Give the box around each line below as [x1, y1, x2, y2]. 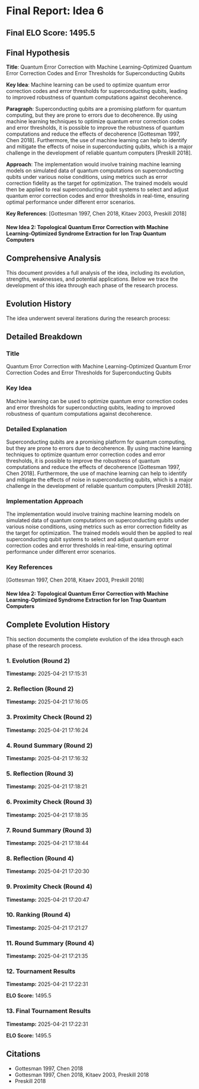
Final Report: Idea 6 [6, 4, 104, 18]
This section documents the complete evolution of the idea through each [6, 635, 184, 643]
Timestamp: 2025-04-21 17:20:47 [6, 896, 89, 903]
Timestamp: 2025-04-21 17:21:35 [6, 952, 88, 960]
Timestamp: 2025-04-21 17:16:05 [6, 698, 89, 705]
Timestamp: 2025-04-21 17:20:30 [6, 868, 90, 875]
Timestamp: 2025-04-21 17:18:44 [6, 839, 89, 846]
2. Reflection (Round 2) [6, 685, 74, 693]
